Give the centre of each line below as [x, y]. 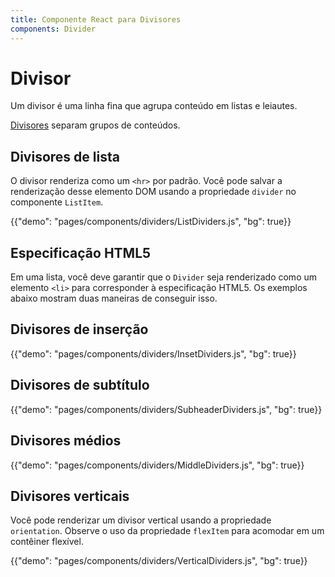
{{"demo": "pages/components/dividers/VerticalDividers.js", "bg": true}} [159, 561]
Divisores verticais [70, 496]
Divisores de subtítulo [80, 385]
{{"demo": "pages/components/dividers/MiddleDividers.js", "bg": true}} [157, 465]
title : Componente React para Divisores [96, 19]
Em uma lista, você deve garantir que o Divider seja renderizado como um [164, 277]
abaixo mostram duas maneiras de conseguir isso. [114, 298]
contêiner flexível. [47, 542]
